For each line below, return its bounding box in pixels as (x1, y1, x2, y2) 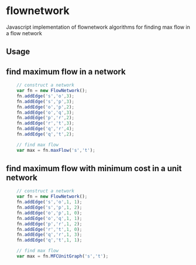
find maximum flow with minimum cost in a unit (6, 164, 182, 174)
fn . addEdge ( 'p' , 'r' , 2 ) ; (16, 115, 75, 121)
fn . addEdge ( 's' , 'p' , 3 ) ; (16, 98, 75, 104)
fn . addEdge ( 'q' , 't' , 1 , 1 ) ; (16, 237, 82, 243)
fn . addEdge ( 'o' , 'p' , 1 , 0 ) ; (16, 210, 82, 216)
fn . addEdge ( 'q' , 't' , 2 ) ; (16, 131, 75, 137)
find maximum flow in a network (6, 66, 126, 77)
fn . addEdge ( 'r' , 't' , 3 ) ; (16, 120, 75, 127)
